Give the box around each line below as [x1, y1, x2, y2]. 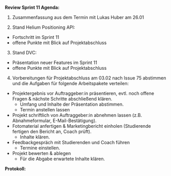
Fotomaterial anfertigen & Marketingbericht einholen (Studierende [12, 123, 152, 129]
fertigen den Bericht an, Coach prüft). [12, 128, 92, 134]
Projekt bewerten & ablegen [12, 150, 71, 156]
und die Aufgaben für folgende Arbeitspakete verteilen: [12, 81, 129, 86]
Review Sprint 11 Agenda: [5, 5, 60, 10]
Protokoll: [5, 166, 26, 171]
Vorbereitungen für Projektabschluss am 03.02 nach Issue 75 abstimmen [12, 75, 166, 81]
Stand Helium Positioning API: [12, 24, 75, 30]
